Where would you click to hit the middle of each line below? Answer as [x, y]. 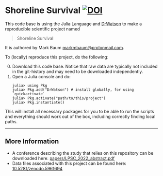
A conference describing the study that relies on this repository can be [83, 153]
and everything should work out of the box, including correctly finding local [80, 117]
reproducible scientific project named [42, 29]
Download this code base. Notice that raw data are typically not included [85, 66]
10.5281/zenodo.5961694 [37, 168]
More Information [32, 141]
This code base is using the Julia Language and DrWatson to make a [73, 24]
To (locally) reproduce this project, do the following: [57, 57]
